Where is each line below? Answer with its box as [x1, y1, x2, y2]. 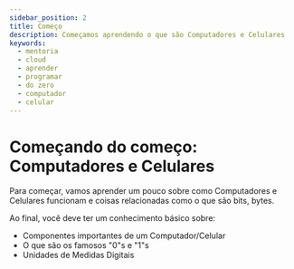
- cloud [17, 55, 47, 64]
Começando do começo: [9, 137, 198, 157]
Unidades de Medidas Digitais [22, 250, 135, 261]
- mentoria [17, 47, 59, 56]
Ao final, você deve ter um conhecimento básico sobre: [9, 213, 215, 224]
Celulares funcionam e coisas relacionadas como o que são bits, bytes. [9, 196, 275, 207]
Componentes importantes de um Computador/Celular [22, 230, 226, 241]
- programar [17, 72, 63, 82]
